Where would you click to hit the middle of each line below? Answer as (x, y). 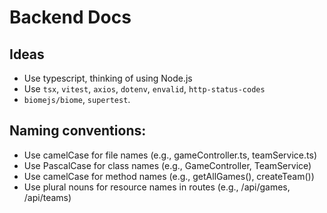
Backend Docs (70, 17)
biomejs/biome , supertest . (77, 99)
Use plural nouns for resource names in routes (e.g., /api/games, (157, 187)
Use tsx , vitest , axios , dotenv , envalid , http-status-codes (144, 89)
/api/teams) (47, 197)
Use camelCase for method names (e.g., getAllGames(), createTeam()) (169, 176)
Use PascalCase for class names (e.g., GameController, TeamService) (167, 165)
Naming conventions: (78, 131)
